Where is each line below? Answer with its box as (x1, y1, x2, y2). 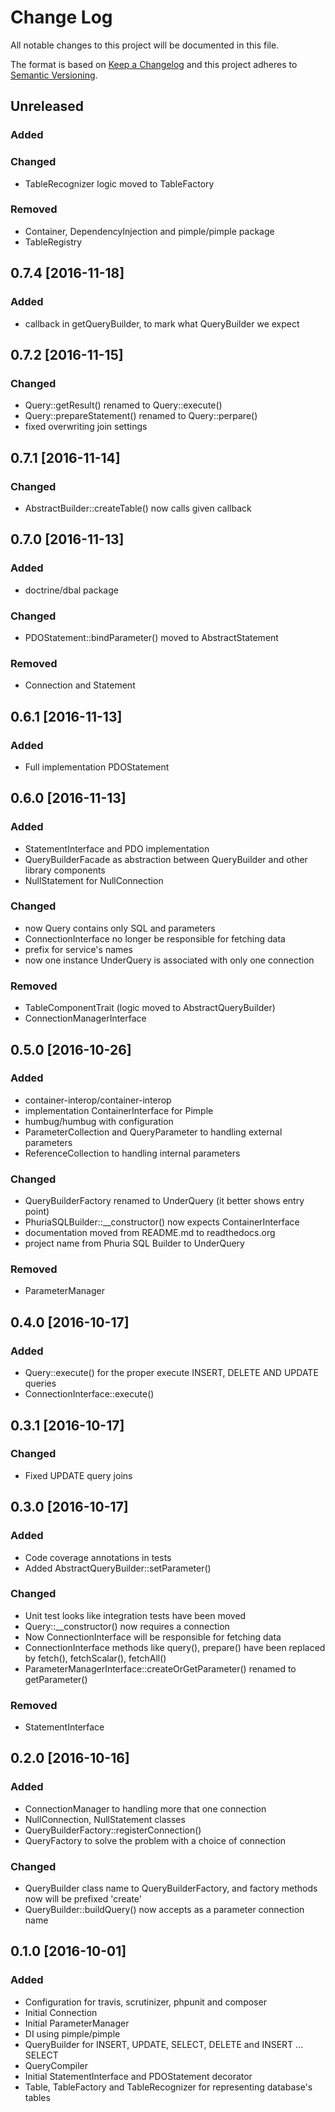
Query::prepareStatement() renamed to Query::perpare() (24, 410, 258, 422)
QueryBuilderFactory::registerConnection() (24, 1824, 202, 1836)
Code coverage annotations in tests (24, 1551, 172, 1563)
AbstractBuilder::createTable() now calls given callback (24, 502, 252, 514)
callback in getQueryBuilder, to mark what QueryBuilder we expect (24, 317, 300, 330)
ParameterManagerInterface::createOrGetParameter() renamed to (24, 1662, 297, 1675)
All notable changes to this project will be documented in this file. (10, 39, 280, 51)
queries (24, 1377, 57, 1390)
